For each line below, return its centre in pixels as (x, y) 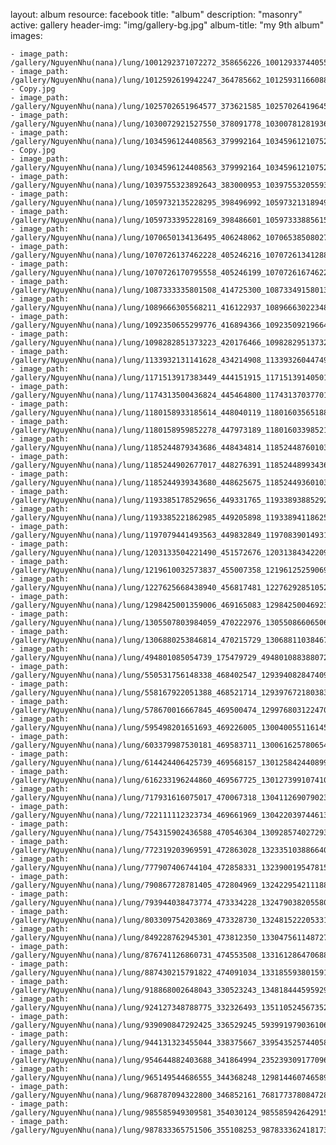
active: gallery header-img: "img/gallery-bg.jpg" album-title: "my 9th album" (167, 25)
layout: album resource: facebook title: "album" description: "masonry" (156, 14)
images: (26, 35)
